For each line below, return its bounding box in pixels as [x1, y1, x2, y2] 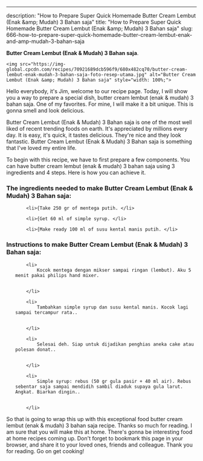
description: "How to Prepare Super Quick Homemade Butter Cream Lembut [6, 12, 196, 19]
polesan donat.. [14, 346, 56, 353]
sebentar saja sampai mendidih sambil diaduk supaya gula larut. [14, 384, 183, 390]
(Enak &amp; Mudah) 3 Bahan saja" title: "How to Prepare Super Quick [6, 19, 182, 25]
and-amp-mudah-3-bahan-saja [6, 38, 85, 45]
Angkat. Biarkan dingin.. [14, 388, 80, 395]
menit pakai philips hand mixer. [14, 272, 100, 278]
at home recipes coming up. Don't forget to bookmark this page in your [6, 434, 183, 442]
